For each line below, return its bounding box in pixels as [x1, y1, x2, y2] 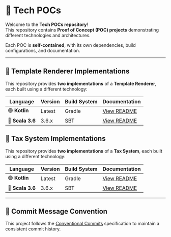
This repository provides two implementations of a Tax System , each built [5, 147, 163, 154]
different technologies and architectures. [5, 32, 91, 38]
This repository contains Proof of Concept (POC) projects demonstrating [5, 26, 159, 33]
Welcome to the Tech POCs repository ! [5, 21, 89, 27]
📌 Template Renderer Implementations [5, 67, 130, 76]
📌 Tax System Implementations [5, 134, 106, 143]
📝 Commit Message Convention [5, 207, 108, 216]
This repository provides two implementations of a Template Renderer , [5, 80, 157, 86]
